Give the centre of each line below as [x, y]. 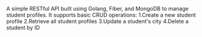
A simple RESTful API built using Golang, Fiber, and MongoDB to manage [97, 9]
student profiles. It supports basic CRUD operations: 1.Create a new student [101, 15]
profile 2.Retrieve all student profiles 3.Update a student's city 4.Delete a [97, 21]
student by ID [23, 27]
